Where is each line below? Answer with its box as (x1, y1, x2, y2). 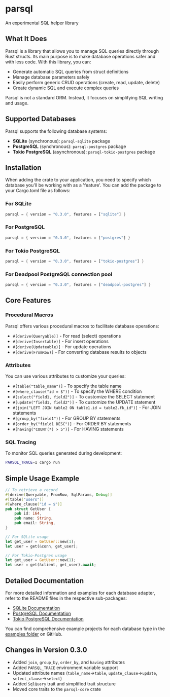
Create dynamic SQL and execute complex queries (12, 85, 119, 91)
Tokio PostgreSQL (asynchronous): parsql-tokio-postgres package (12, 149, 156, 155)
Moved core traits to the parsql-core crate (12, 686, 101, 692)
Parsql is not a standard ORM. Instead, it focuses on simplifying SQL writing (5, 94, 163, 100)
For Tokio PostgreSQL (5, 247, 60, 254)
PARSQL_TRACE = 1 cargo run (5, 460, 60, 465)
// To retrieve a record (5, 488, 58, 493)
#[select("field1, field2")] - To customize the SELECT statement (12, 394, 155, 400)
